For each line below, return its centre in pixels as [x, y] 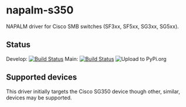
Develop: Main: [42, 58]
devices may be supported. [39, 98]
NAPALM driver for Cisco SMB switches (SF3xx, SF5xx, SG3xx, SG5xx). [93, 26]
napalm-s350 [40, 10]
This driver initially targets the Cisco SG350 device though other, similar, [93, 91]
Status [18, 45]
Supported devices [42, 77]
